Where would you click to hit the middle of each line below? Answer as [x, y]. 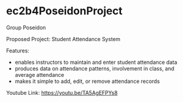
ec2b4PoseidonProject [64, 11]
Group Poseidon [26, 27]
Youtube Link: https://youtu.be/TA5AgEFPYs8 [62, 92]
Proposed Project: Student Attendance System [63, 39]
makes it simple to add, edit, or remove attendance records [87, 81]
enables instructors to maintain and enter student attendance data [96, 62]
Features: [18, 50]
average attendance [39, 75]
